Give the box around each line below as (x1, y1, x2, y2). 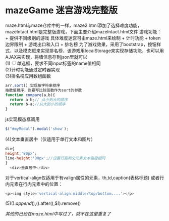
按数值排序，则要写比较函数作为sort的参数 (5, 87, 82, 93)
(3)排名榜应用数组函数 (5, 73, 51, 79)
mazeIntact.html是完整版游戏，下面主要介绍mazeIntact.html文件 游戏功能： (5, 28, 161, 34)
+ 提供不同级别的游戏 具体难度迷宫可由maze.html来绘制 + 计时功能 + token (5, 35, 161, 41)
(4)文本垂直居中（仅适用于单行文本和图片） (5, 136, 96, 142)
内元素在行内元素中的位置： (5, 181, 63, 187)
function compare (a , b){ (5, 92, 55, 98)
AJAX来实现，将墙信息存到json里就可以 (5, 54, 88, 60)
